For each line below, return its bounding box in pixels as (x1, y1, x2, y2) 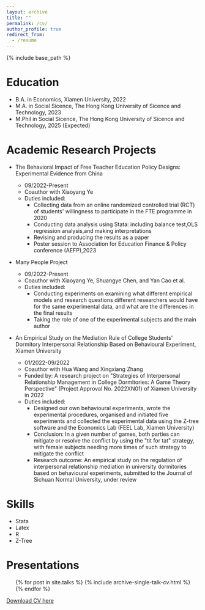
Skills (6, 498, 35, 511)
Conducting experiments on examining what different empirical (33, 290, 193, 297)
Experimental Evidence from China (15, 169, 103, 177)
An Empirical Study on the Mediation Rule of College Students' (15, 334, 173, 341)
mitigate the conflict (33, 450, 84, 457)
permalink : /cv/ (6, 20, 48, 26)
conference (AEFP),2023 (33, 246, 97, 254)
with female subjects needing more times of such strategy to (33, 443, 187, 450)
